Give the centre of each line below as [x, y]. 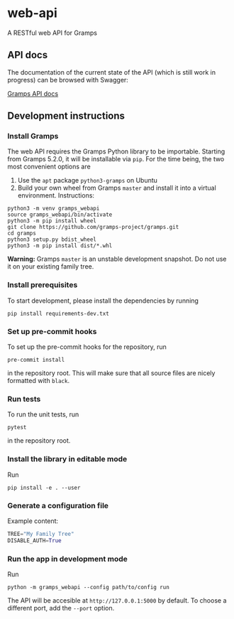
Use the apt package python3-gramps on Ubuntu [88, 181]
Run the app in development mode [67, 559]
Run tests [24, 399]
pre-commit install [36, 360]
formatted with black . [38, 381]
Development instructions [66, 116]
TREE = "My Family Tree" [41, 534]
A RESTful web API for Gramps [52, 33]
